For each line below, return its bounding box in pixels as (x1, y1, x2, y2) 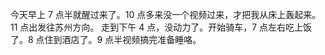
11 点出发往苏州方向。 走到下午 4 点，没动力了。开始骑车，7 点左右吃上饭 (10, 21, 313, 33)
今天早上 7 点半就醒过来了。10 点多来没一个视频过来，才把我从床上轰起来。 (10, 9, 322, 20)
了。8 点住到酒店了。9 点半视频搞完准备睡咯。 (10, 34, 202, 45)
